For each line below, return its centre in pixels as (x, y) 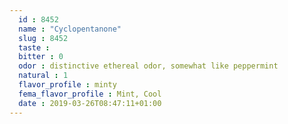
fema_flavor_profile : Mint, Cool (90, 94)
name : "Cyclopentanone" (70, 29)
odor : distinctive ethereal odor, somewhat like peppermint (148, 66)
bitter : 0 (41, 57)
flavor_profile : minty (67, 85)
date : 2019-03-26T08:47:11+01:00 (90, 103)
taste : (34, 47)
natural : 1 (43, 76)
